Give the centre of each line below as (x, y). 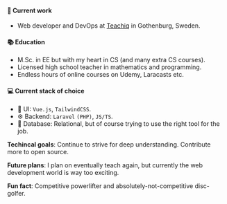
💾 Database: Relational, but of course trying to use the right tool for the (118, 123)
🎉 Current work (30, 10)
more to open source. (38, 151)
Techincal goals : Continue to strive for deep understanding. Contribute (109, 144)
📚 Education (26, 41)
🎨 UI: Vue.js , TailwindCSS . (54, 109)
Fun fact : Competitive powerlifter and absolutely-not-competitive (100, 186)
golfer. (16, 193)
